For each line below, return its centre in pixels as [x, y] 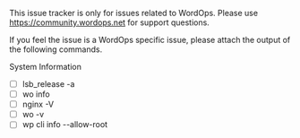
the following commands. [56, 49]
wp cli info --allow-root [65, 125]
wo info [36, 94]
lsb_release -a [48, 84]
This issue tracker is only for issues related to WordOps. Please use [133, 13]
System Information [46, 67]
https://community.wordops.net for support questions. [110, 22]
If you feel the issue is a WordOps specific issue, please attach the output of [150, 40]
